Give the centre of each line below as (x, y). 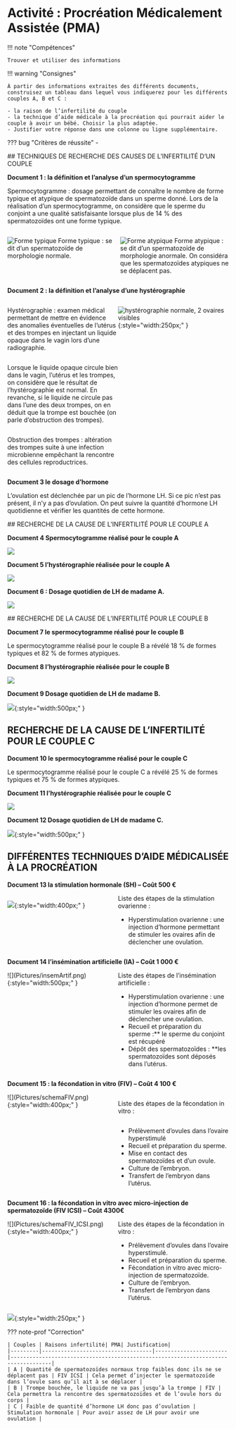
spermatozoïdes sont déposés (172, 1056)
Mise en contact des (158, 1153)
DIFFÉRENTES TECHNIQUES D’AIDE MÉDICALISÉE (118, 857)
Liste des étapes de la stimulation (166, 898)
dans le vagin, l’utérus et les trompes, (61, 375)
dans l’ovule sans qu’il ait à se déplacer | (75, 1382)
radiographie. (27, 347)
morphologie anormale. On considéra (174, 256)
